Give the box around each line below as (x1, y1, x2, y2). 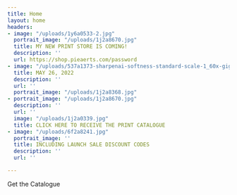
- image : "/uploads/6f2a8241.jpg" (7, 128, 109, 135)
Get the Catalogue (7, 180, 61, 188)
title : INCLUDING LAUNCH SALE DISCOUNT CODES (13, 141, 150, 149)
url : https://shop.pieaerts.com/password (13, 56, 138, 63)
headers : (7, 23, 33, 30)
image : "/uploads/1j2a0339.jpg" (13, 115, 109, 122)
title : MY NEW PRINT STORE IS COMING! (13, 43, 128, 50)
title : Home (7, 10, 42, 18)
